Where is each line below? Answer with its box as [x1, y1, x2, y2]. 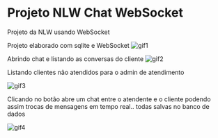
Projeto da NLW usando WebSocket [7, 28, 110, 36]
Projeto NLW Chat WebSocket [7, 5, 183, 21]
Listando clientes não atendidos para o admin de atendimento [7, 68, 185, 76]
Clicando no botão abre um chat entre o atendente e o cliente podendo [7, 95, 211, 103]
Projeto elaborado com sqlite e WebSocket [7, 41, 130, 49]
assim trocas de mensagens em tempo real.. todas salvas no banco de [7, 102, 210, 110]
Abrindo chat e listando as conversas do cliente [7, 54, 144, 63]
